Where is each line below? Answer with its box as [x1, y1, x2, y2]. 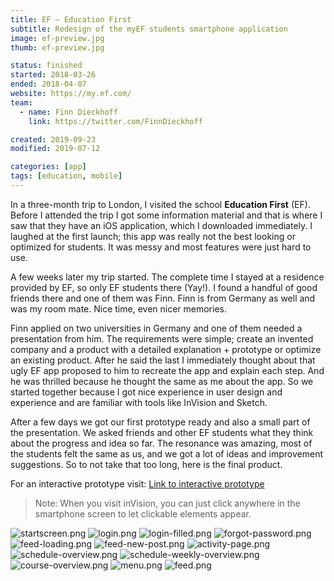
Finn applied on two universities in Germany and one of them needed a [10, 322, 303, 334]
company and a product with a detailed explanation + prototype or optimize [10, 343, 322, 355]
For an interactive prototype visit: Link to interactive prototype [10, 477, 265, 490]
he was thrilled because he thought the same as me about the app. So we [10, 375, 314, 387]
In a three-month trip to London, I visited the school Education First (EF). [10, 198, 311, 210]
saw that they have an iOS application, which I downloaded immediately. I [10, 219, 313, 231]
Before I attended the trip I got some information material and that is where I [10, 209, 323, 221]
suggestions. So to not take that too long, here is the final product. [10, 458, 283, 470]
